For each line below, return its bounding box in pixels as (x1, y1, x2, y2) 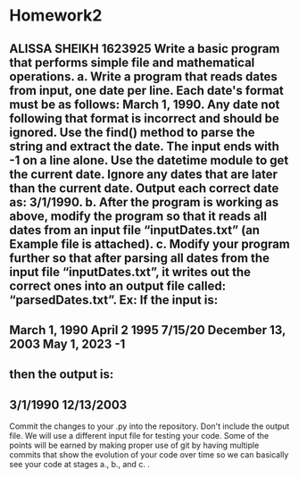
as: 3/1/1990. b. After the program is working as (9, 194, 279, 210)
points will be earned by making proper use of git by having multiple (9, 440, 260, 451)
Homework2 (9, 5, 103, 26)
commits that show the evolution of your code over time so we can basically (9, 449, 289, 460)
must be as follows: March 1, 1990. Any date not (9, 96, 280, 112)
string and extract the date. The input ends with (9, 138, 279, 154)
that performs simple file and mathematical (9, 55, 255, 70)
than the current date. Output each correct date (9, 180, 279, 196)
